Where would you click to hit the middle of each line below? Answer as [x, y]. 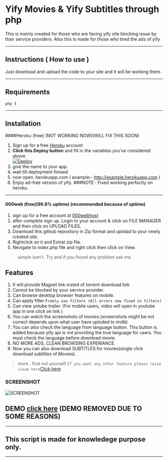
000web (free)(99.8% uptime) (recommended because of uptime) [75, 204]
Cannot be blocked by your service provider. [58, 290]
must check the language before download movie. [64, 338]
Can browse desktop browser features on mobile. [63, 295]
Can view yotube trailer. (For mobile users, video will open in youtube [83, 306]
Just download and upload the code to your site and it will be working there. [83, 72]
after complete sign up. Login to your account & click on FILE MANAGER [87, 220]
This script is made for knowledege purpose [75, 439]
